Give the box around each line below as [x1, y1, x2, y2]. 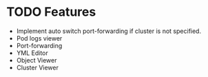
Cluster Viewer [16, 63, 59, 71]
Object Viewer [16, 56, 57, 64]
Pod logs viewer [16, 34, 63, 42]
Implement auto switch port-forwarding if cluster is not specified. [16, 27, 201, 35]
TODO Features [6, 4, 96, 20]
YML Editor [16, 49, 49, 57]
